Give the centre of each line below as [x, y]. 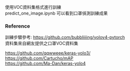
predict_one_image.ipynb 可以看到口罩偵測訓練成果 [56, 13]
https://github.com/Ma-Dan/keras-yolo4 [46, 63]
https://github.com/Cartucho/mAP [39, 58]
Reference [18, 26]
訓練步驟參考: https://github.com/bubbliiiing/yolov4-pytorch [65, 37]
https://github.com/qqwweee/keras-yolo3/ [48, 53]
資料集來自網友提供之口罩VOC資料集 [42, 43]
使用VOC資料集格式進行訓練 [33, 7]
